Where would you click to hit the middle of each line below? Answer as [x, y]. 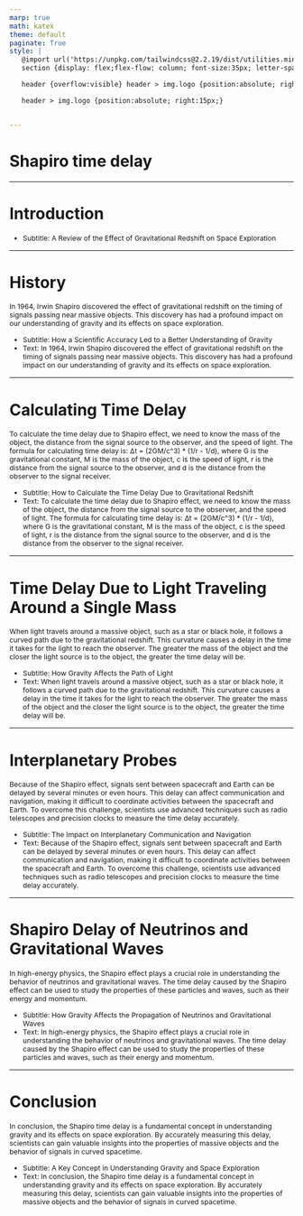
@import [36, 60]
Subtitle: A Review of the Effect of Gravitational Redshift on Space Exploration [149, 238]
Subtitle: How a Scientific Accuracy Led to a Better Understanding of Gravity [147, 340]
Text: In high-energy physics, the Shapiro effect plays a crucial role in [136, 1032]
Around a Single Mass [93, 607]
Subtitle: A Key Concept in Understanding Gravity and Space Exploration [141, 1169]
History [38, 282]
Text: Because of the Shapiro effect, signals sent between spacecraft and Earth [152, 844]
